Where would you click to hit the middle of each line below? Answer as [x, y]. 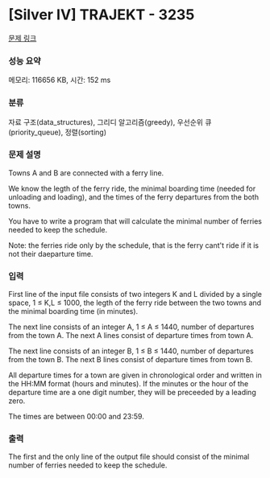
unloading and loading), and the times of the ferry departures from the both [134, 197]
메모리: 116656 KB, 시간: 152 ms [60, 80]
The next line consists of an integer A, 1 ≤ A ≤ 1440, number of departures [131, 327]
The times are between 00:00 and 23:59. [77, 417]
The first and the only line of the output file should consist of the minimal [129, 457]
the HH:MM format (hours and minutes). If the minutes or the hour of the [129, 384]
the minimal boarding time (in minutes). [73, 311]
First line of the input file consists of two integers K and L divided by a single [135, 295]
